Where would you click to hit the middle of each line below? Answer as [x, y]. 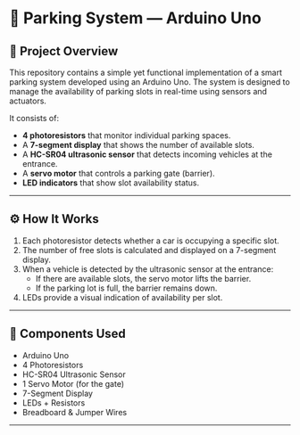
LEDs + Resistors [54, 402]
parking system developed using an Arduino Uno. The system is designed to [150, 82]
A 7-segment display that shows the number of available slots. [138, 145]
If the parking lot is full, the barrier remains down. [126, 288]
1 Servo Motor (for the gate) [73, 383]
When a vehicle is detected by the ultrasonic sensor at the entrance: [148, 269]
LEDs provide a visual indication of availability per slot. [122, 297]
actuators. [28, 101]
